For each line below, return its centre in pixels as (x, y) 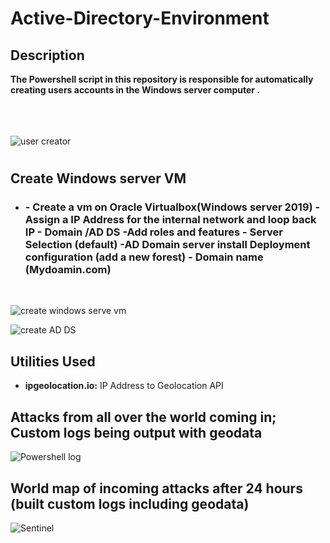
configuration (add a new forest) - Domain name (144, 257)
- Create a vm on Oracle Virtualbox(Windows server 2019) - (172, 207)
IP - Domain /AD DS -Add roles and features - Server (153, 232)
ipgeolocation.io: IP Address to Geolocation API (124, 386)
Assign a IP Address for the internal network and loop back (170, 220)
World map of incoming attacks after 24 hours (156, 488)
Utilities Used (53, 361)
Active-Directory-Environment (140, 18)
